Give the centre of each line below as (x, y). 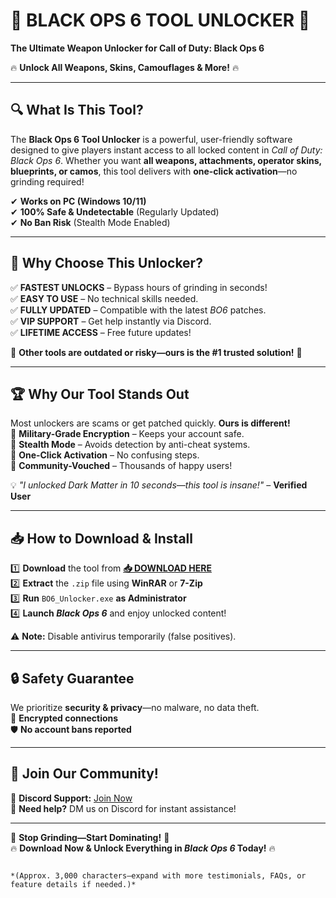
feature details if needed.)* (73, 884)
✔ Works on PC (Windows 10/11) (78, 201)
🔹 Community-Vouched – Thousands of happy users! (121, 466)
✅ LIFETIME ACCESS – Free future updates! (101, 332)
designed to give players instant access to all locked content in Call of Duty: (166, 150)
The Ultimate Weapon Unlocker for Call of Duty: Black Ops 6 (137, 48)
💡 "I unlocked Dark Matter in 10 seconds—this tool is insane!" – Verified (159, 485)
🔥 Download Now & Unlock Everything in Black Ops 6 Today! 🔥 (143, 848)
